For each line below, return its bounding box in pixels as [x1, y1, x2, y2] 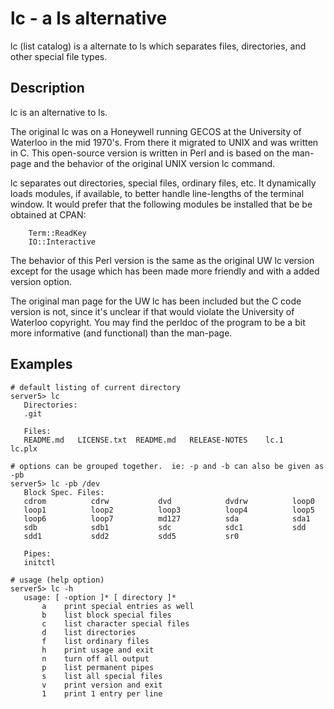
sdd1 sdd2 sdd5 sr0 [23, 531, 240, 541]
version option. [10, 275, 73, 287]
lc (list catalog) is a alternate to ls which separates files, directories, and [10, 40, 307, 52]
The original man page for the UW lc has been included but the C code [10, 295, 302, 307]
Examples [10, 356, 73, 373]
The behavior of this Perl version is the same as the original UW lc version [10, 254, 315, 266]
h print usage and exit [41, 645, 155, 655]
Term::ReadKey [28, 228, 87, 238]
